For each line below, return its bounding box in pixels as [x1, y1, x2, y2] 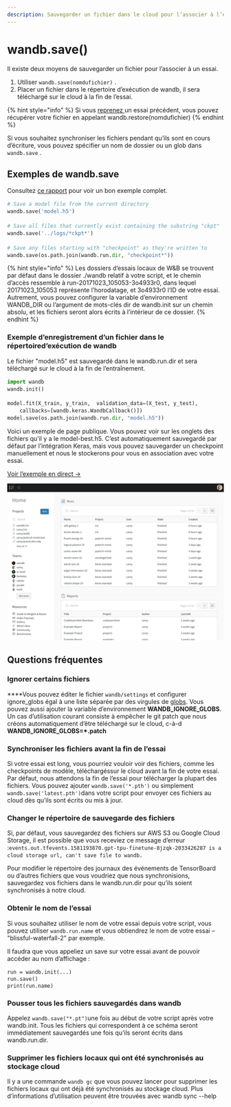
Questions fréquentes [7, 654, 103, 665]
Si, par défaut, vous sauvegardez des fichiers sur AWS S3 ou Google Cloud [7, 829, 220, 837]
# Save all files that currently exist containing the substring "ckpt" [7, 223, 220, 229]
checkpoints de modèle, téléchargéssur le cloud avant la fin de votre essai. [7, 767, 220, 775]
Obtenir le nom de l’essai [7, 903, 91, 913]
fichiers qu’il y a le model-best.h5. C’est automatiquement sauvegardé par [7, 434, 217, 442]
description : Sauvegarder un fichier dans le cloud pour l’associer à [7, 11, 214, 18]
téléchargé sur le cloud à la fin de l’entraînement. [7, 364, 146, 372]
